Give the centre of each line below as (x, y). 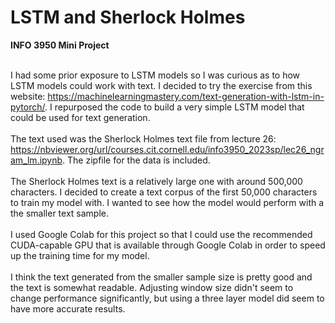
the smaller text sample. (60, 213)
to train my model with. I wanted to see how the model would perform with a (167, 202)
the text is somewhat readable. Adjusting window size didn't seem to (152, 287)
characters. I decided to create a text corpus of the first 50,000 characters (164, 192)
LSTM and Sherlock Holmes (128, 17)
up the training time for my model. (80, 255)
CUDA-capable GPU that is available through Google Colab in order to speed (168, 245)
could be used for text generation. (80, 117)
